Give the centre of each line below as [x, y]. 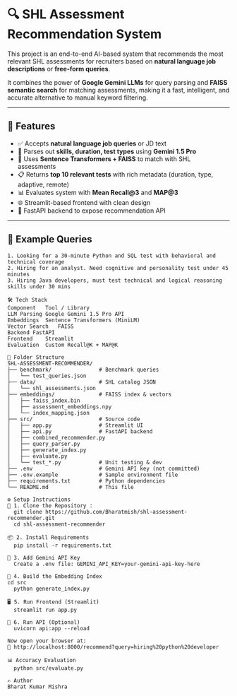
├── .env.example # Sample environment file [93, 475]
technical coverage [36, 262]
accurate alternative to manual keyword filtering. [78, 98]
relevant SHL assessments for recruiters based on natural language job [112, 61]
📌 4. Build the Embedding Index [55, 576]
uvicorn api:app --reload [52, 628]
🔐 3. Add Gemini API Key [44, 558]
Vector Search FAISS [41, 326]
